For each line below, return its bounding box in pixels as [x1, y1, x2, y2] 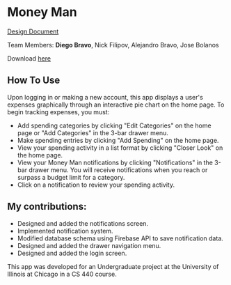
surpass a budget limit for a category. [17, 173, 125, 181]
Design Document [7, 27, 59, 36]
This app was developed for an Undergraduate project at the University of [7, 262, 219, 270]
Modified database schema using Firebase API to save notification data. [17, 234, 224, 242]
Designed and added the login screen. [17, 249, 127, 257]
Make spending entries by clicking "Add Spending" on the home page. [17, 136, 219, 144]
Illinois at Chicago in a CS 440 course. [7, 270, 117, 278]
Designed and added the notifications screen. [17, 219, 148, 227]
